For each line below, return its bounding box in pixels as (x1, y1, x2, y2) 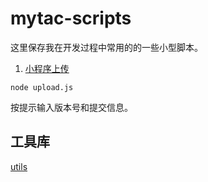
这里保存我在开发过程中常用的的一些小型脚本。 (10, 41, 203, 53)
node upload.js (10, 82, 74, 92)
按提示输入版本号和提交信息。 (10, 101, 133, 113)
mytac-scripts (10, 7, 132, 30)
